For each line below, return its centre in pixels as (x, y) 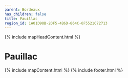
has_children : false (26, 14)
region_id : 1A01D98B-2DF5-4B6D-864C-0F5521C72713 (56, 23)
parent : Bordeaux (22, 10)
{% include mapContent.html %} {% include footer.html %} (64, 70)
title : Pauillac (21, 19)
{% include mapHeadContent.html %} (43, 37)
